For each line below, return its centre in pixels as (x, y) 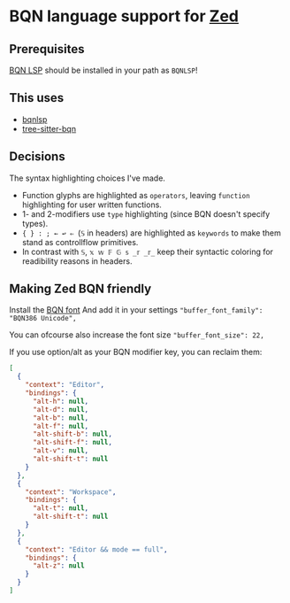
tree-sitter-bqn (49, 128)
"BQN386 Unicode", (43, 319)
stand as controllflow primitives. (80, 242)
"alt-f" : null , (61, 426)
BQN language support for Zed (124, 16)
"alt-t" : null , (61, 508)
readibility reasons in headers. (77, 261)
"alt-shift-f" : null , (72, 443)
